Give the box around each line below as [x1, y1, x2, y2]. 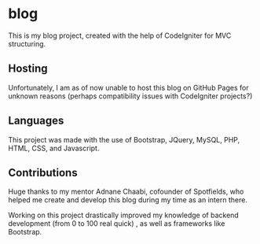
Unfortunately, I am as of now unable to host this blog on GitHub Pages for [8, 83, 249, 92]
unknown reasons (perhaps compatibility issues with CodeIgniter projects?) [8, 91, 253, 101]
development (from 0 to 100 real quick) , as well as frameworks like [8, 219, 225, 228]
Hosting [8, 62, 49, 76]
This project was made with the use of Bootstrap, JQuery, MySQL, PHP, [8, 135, 240, 144]
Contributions [8, 166, 78, 179]
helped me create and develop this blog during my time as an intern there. [8, 195, 247, 205]
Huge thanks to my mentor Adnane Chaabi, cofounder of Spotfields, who [8, 187, 244, 197]
